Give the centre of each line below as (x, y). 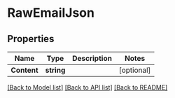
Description (92, 58)
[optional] (135, 70)
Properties (31, 39)
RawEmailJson (51, 13)
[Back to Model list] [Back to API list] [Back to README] (87, 87)
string (55, 70)
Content (24, 70)
